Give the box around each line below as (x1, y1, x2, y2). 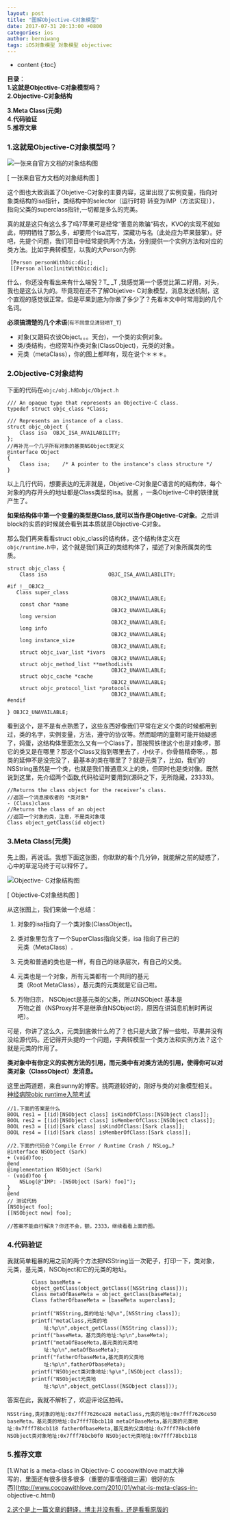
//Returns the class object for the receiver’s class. (7, 787, 167, 794)
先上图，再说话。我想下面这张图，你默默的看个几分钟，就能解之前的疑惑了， (7, 853, 223, 861)
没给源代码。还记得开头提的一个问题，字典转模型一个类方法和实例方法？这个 (7, 1035, 223, 1043)
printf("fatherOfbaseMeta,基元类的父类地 (31, 1354, 144, 1361)
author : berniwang (7, 36, 60, 42)
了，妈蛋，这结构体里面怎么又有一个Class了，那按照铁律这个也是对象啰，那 (7, 739, 221, 747)
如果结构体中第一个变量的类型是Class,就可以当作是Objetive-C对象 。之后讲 (7, 511, 219, 519)
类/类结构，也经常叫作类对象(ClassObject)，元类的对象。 (16, 342, 178, 350)
